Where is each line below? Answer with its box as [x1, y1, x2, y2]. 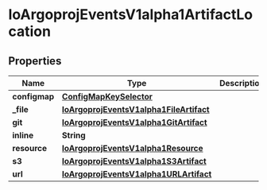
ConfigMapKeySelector [62, 91, 153, 102]
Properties [8, 54, 62, 68]
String [62, 130, 86, 141]
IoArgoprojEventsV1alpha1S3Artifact [62, 156, 207, 166]
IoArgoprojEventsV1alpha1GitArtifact [62, 117, 208, 128]
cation [8, 22, 52, 41]
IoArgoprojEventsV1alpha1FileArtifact [62, 104, 210, 114]
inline [12, 130, 34, 141]
